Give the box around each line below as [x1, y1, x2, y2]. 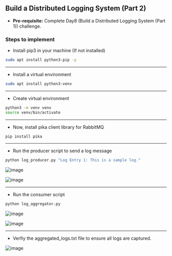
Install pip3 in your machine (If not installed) [12, 48, 106, 54]
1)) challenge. [12, 23, 41, 29]
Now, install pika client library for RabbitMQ [12, 124, 104, 130]
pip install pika [5, 134, 42, 139]
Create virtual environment [12, 95, 70, 101]
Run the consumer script [12, 192, 65, 198]
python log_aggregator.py [5, 201, 60, 206]
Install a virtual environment [12, 71, 72, 77]
